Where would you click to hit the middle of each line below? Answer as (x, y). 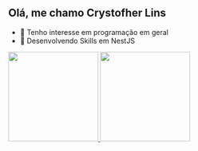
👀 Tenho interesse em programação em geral (94, 32)
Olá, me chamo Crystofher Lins (87, 13)
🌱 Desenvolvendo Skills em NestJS (77, 41)
